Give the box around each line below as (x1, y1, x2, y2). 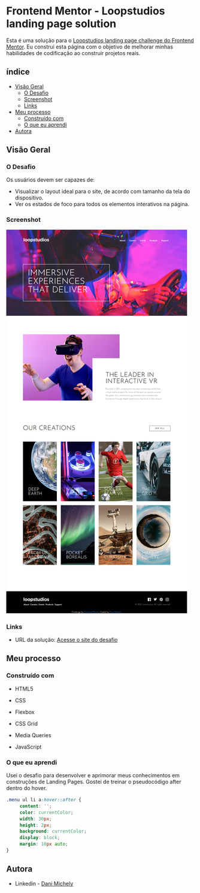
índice (6, 67, 30, 77)
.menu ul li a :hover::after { (6, 797, 82, 803)
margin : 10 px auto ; (19, 841, 68, 847)
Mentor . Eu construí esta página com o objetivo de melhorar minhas (6, 43, 174, 50)
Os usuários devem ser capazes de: (6, 176, 95, 183)
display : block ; (19, 835, 60, 841)
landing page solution (6, 17, 117, 31)
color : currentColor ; (19, 809, 74, 816)
